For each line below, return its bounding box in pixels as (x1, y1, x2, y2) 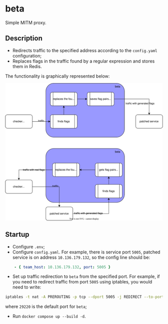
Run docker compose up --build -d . (12, 313, 86, 319)
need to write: (12, 284, 41, 290)
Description (5, 34, 42, 43)
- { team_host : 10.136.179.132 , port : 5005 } (14, 264, 111, 269)
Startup (5, 230, 29, 239)
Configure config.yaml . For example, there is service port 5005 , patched (12, 249, 160, 255)
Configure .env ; (12, 243, 45, 249)
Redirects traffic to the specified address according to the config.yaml (12, 47, 157, 53)
